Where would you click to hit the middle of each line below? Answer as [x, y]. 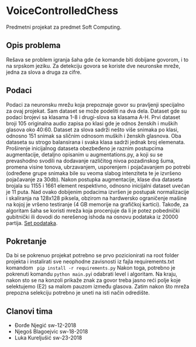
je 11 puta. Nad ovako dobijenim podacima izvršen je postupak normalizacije [98, 192]
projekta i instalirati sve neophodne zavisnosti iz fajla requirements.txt [90, 261]
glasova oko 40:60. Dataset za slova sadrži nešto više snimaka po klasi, [92, 130]
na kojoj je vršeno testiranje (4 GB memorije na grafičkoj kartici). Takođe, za [97, 204]
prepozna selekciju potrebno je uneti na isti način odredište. [78, 293]
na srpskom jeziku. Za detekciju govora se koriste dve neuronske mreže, [93, 66]
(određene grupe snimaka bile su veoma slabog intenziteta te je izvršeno [94, 173]
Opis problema [33, 45]
